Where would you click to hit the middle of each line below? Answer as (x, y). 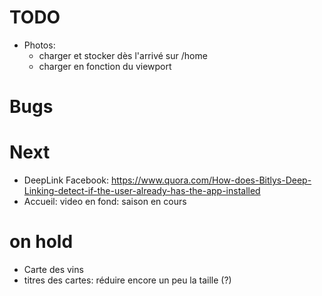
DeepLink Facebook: (66, 180)
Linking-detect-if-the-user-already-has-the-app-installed (142, 191)
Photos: (39, 45)
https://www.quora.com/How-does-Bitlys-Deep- (211, 180)
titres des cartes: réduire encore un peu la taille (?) (127, 280)
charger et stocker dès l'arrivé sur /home (123, 55)
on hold (41, 242)
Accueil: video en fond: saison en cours (105, 202)
